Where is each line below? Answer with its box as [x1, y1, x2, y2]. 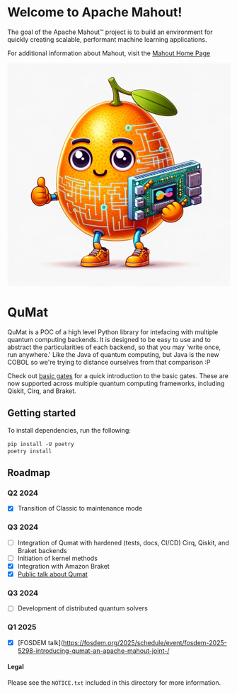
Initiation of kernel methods [17, 554, 98, 562]
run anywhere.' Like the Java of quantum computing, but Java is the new [7, 350, 219, 358]
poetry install [7, 448, 52, 455]
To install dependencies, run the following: [7, 426, 131, 434]
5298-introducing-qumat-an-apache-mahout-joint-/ [17, 646, 170, 655]
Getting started [7, 407, 76, 419]
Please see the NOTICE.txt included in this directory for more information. [7, 678, 221, 687]
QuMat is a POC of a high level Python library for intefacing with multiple [7, 327, 219, 336]
